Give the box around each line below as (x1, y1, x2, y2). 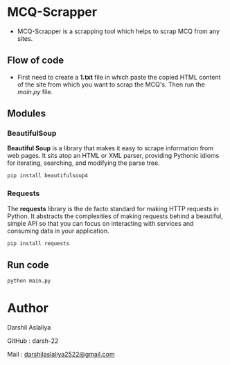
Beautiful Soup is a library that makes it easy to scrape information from (7, 144, 213, 152)
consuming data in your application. (7, 226, 109, 235)
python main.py (7, 278, 51, 285)
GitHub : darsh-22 (7, 337, 59, 345)
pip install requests (7, 240, 70, 247)
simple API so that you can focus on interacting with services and (7, 219, 194, 227)
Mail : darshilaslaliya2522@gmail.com (7, 350, 115, 359)
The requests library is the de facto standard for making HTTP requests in (7, 204, 220, 213)
